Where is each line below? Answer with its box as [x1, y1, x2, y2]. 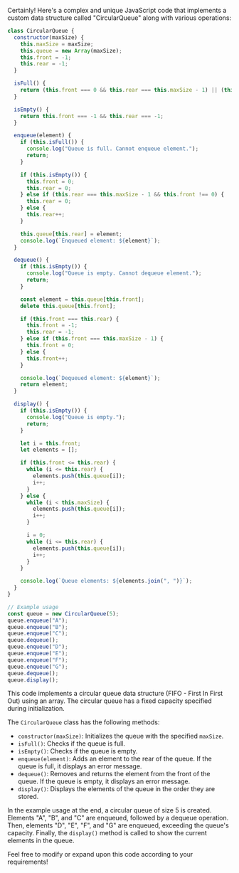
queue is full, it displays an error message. [17, 762, 142, 771]
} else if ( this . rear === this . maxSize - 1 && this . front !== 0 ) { [20, 191, 225, 199]
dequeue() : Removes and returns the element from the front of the [17, 770, 211, 778]
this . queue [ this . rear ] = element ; [20, 231, 122, 238]
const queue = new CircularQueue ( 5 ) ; [7, 610, 119, 618]
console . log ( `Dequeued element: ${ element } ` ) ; [20, 374, 161, 381]
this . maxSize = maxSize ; [20, 41, 94, 48]
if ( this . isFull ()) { [20, 139, 84, 146]
